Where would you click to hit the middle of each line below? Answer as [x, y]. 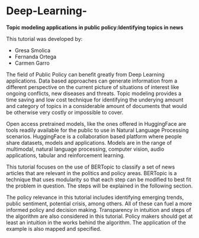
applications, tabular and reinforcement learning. [66, 155]
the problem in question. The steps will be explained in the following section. [99, 186]
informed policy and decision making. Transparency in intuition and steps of [99, 210]
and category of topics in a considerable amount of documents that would [97, 106]
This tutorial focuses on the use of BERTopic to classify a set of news [91, 167]
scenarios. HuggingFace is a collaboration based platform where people [94, 136]
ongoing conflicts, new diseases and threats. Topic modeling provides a [94, 93]
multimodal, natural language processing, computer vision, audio [85, 149]
